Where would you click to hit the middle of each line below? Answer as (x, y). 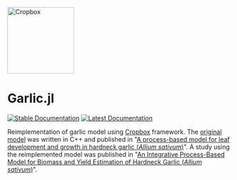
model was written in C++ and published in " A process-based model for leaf (118, 139)
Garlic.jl (31, 99)
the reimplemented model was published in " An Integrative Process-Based (116, 154)
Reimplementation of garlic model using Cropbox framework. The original (115, 132)
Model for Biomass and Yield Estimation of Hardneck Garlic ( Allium (105, 162)
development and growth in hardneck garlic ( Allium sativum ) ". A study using (119, 147)
